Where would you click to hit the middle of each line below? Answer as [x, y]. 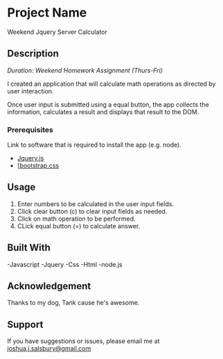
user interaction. [30, 91]
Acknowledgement [49, 286]
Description [33, 54]
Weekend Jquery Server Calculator [57, 32]
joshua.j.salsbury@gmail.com [49, 349]
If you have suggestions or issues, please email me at [84, 341]
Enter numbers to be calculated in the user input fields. [96, 204]
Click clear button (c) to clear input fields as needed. [92, 211]
